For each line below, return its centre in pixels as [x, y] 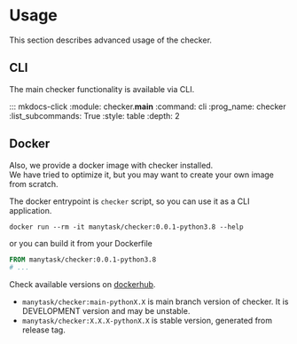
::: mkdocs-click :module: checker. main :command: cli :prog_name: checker [148, 106]
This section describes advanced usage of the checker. [111, 40]
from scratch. [34, 184]
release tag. [44, 330]
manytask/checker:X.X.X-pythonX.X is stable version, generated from [147, 321]
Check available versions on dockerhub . [82, 285]
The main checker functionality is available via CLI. [102, 89]
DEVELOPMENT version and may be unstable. [106, 311]
